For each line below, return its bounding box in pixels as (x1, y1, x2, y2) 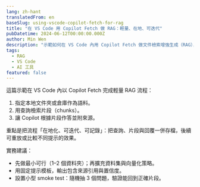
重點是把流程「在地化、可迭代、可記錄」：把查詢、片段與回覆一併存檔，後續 (6, 127, 192, 134)
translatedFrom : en (6, 14, 55, 20)
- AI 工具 (11, 64, 34, 70)
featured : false (6, 70, 46, 76)
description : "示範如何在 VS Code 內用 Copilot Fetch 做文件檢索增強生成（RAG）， (6, 42, 198, 48)
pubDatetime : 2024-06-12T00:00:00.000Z (6, 31, 105, 37)
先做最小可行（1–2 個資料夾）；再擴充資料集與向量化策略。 (14, 160, 158, 167)
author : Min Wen (6, 36, 46, 42)
